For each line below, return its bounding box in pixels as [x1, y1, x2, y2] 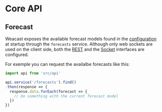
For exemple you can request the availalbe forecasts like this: [5, 61, 130, 67]
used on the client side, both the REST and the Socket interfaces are [5, 47, 145, 52]
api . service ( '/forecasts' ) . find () [5, 80, 77, 85]
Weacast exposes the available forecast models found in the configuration [5, 36, 157, 42]
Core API [5, 3, 42, 14]
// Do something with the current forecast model [14, 94, 119, 99]
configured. [5, 52, 29, 57]
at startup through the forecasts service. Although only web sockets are [5, 41, 153, 47]
